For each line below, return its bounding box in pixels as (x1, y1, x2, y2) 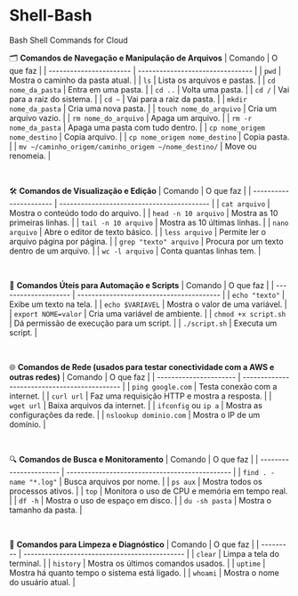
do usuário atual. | (9, 576, 76, 587)
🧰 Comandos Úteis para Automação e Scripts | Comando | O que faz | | (9, 279, 274, 290)
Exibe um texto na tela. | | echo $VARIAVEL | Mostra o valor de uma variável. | (9, 299, 287, 310)
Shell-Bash (9, 5, 93, 26)
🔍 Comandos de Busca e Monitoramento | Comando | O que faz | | (9, 454, 259, 464)
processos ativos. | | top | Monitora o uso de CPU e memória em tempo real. (9, 486, 288, 496)
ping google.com (132, 383, 193, 391)
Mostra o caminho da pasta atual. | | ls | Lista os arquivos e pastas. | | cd (9, 75, 276, 85)
